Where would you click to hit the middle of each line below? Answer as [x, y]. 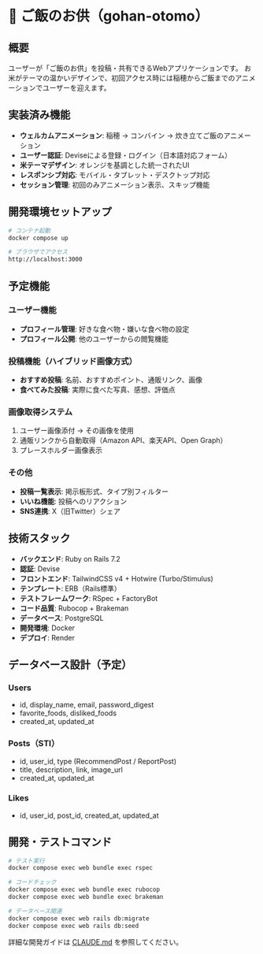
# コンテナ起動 [30, 230]
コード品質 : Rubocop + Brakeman [74, 608]
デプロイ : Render [47, 637]
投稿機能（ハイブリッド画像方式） [73, 361]
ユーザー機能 [32, 310]
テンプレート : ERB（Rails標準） [70, 588]
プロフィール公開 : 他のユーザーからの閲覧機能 [94, 339]
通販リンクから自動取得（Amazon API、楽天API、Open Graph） [123, 440]
